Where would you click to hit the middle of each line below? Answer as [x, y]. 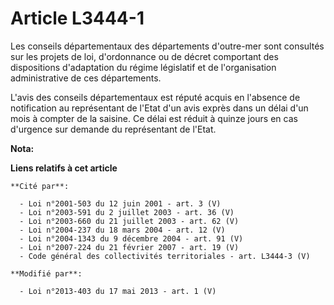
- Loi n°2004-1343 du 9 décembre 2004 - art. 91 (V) [131, 238]
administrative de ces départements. [86, 78]
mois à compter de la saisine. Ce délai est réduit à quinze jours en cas [154, 118]
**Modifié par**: [46, 273]
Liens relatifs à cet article [64, 168]
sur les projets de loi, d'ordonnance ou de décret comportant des [144, 56]
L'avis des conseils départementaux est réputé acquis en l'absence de [155, 97]
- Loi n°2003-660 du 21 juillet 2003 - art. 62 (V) [129, 221]
